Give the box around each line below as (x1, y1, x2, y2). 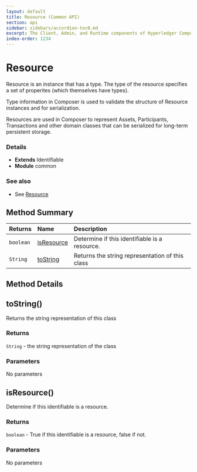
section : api (6, 19, 38, 25)
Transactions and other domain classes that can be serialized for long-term (6, 122, 188, 129)
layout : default (6, 8, 46, 15)
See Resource (14, 190, 49, 197)
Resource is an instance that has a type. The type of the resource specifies (6, 80, 188, 87)
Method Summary (6, 207, 73, 217)
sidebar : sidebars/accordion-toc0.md (6, 25, 98, 31)
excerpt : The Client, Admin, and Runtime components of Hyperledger (6, 31, 177, 36)
